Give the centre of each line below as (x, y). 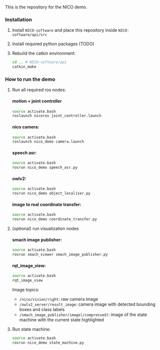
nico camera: (26, 127)
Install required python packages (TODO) (53, 44)
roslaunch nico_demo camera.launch (48, 142)
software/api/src (30, 35)
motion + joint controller (37, 101)
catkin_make (24, 67)
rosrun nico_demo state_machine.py (48, 343)
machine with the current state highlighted (62, 320)
